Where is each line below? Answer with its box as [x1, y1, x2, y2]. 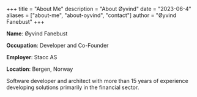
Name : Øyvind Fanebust [6, 30, 68, 37]
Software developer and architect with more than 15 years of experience [6, 77, 188, 84]
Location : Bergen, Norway [6, 65, 73, 73]
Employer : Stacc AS [6, 54, 58, 60]
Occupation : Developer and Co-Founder [6, 42, 109, 49]
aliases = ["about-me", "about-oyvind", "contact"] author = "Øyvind [6, 12, 177, 19]
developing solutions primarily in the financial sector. [6, 84, 139, 91]
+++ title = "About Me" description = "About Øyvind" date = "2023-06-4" [6, 5, 191, 12]
